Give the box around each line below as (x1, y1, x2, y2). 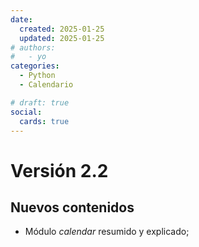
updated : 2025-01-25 (19, 33, 105, 43)
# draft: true (10, 97, 70, 108)
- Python (19, 71, 56, 81)
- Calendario (19, 80, 74, 90)
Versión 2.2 (10, 159, 109, 182)
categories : (10, 61, 60, 71)
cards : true (19, 116, 70, 126)
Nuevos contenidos (10, 199, 135, 216)
